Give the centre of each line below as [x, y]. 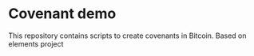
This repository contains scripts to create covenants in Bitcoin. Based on [127, 35]
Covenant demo [62, 14]
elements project [36, 43]
